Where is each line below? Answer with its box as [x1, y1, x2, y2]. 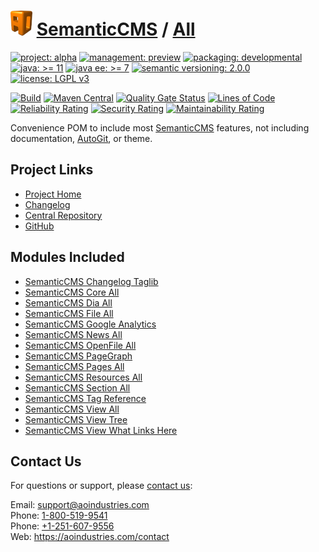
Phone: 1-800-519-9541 [10, 510, 108, 522]
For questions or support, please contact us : [10, 480, 193, 492]
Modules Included [10, 249, 125, 266]
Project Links [10, 161, 94, 179]
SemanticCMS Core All [24, 286, 120, 298]
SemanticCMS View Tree [24, 413, 128, 425]
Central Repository [24, 209, 103, 221]
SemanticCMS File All [24, 307, 114, 319]
